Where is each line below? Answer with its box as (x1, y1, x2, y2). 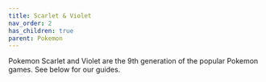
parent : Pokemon (8, 34, 63, 43)
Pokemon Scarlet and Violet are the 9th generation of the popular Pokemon (8, 56, 259, 66)
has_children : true (8, 27, 74, 35)
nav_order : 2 (8, 19, 52, 27)
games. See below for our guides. (8, 65, 121, 75)
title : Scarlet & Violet (8, 11, 92, 20)
